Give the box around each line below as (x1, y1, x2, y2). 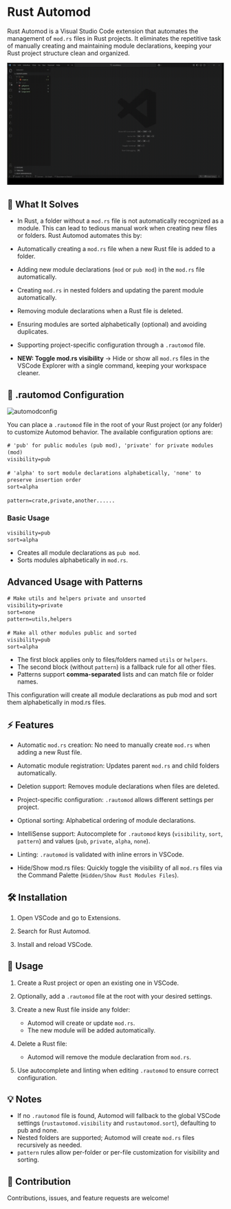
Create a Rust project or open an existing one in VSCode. (16, 979, 179, 987)
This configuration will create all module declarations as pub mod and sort (7, 691, 218, 699)
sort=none (7, 609, 36, 616)
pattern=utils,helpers (7, 616, 72, 623)
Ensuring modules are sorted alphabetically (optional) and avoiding (16, 320, 208, 328)
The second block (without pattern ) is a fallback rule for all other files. (16, 663, 217, 671)
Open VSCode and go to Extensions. (16, 913, 121, 921)
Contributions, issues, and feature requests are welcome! (7, 1194, 170, 1202)
